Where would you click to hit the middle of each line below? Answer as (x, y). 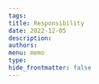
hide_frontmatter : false (50, 68)
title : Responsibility (46, 23)
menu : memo (27, 53)
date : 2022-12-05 (37, 30)
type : (17, 61)
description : (30, 38)
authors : (23, 46)
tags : (17, 16)
